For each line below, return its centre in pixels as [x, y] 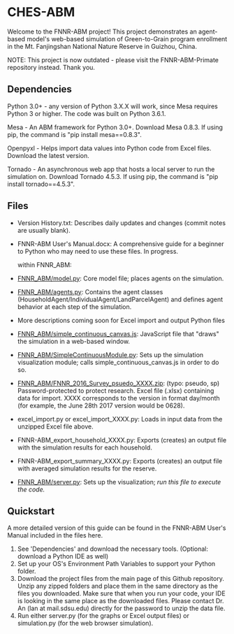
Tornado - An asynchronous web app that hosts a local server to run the [111, 169]
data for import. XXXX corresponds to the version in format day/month [118, 398]
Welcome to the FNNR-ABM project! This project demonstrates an [102, 31]
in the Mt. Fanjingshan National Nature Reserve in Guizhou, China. [102, 46]
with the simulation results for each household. [85, 447]
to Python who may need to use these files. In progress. [98, 251]
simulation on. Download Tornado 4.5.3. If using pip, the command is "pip [113, 176]
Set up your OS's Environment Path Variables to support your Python [116, 564]
